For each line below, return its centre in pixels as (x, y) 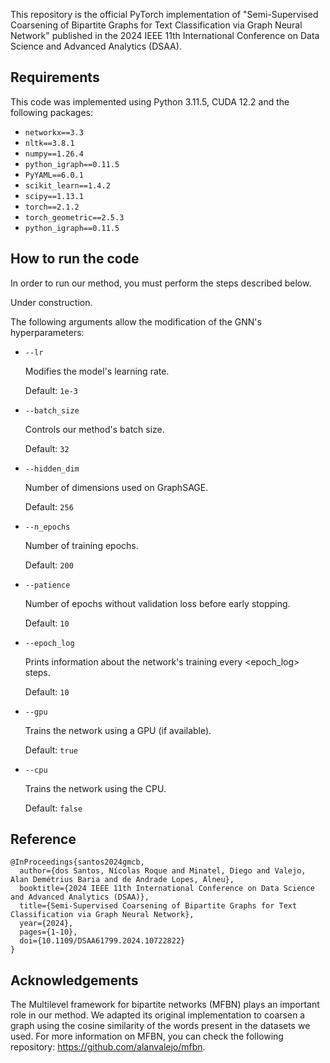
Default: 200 (49, 565)
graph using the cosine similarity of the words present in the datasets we (160, 1026)
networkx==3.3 (54, 132)
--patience (47, 585)
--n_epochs (47, 527)
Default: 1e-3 (51, 390)
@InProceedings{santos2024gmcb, (77, 862)
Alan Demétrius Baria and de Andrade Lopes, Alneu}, (122, 880)
